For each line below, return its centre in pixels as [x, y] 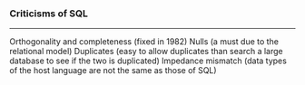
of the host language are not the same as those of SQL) [113, 71]
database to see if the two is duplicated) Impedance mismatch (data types [148, 61]
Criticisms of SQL [49, 14]
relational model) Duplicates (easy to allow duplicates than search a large [146, 52]
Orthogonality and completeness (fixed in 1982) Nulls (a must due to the [144, 42]
